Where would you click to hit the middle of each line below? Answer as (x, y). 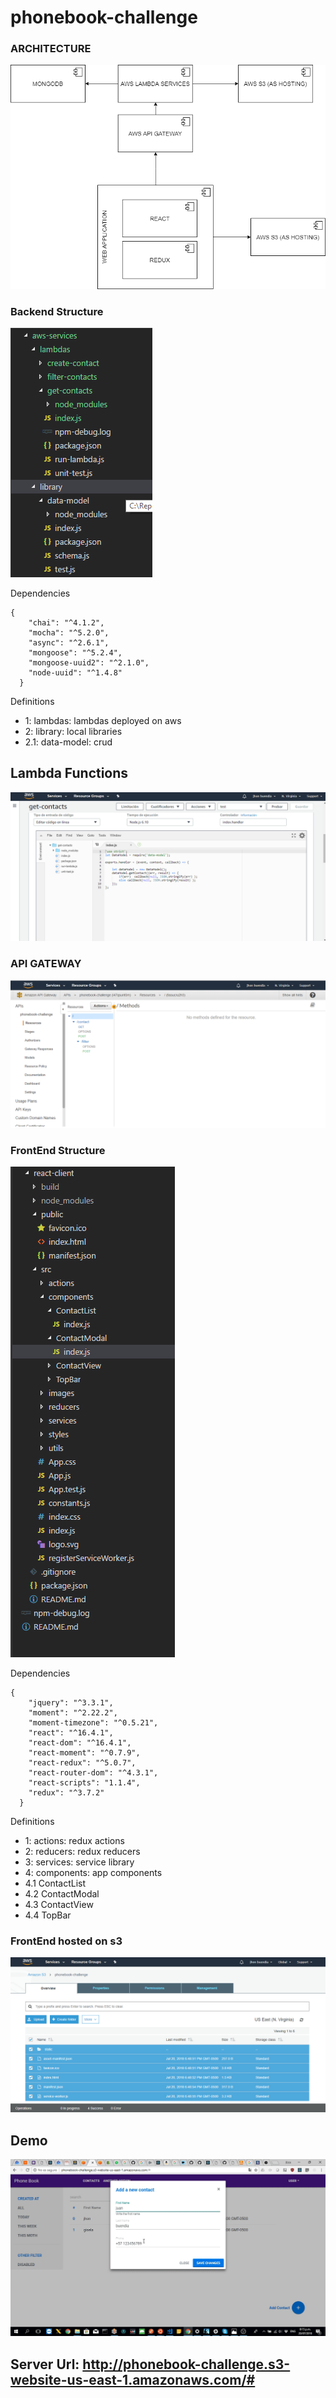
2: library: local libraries (73, 732)
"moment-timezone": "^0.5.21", (93, 1722)
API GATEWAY (46, 964)
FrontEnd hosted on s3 (66, 1941)
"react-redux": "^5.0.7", (82, 1762)
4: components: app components (93, 1872)
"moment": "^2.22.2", (73, 1712)
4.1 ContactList (55, 1883)
